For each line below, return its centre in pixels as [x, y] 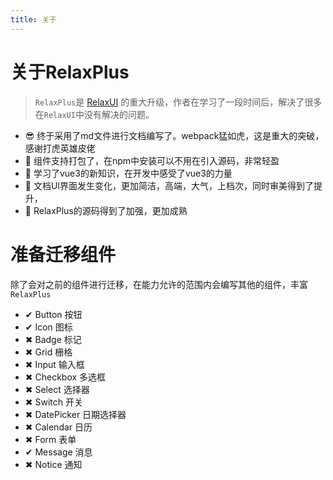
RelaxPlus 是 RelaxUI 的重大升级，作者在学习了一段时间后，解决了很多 [178, 102]
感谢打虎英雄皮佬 [60, 148]
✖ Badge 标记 [53, 339]
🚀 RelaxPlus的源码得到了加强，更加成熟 [106, 210]
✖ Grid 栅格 [48, 352]
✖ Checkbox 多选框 [65, 377]
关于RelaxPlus [70, 72]
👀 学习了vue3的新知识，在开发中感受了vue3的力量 [128, 173]
